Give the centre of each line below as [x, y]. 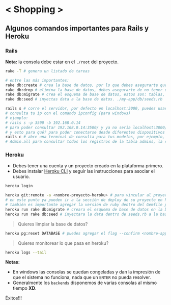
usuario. [21, 176]
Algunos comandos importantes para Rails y [77, 28]
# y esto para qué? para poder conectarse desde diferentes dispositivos [85, 132]
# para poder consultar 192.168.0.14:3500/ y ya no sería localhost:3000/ [86, 128]
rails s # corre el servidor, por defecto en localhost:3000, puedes [81, 109]
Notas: [13, 262]
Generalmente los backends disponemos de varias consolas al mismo [84, 283]
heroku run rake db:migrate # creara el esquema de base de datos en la [84, 209]
